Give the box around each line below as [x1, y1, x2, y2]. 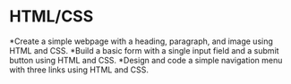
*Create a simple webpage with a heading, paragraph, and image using [9, 36, 273, 46]
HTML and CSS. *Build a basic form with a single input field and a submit [9, 45, 279, 55]
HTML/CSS [9, 6, 94, 27]
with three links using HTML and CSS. [9, 64, 150, 75]
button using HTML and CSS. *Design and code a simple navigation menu [9, 55, 283, 65]
